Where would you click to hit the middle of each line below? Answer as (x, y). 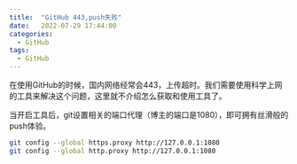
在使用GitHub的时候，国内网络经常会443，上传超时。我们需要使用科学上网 (146, 85)
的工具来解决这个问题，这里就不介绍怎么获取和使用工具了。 (118, 96)
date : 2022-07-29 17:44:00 (63, 26)
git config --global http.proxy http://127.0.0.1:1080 (113, 151)
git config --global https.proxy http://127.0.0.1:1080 (114, 143)
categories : (31, 34)
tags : (19, 51)
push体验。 (30, 126)
